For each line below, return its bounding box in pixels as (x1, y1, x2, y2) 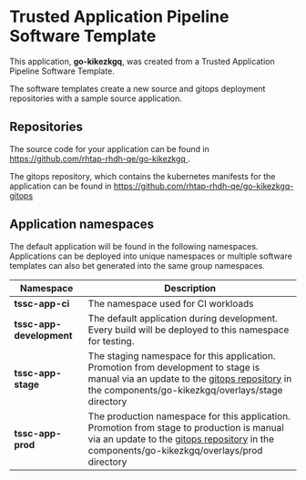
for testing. (87, 334, 135, 347)
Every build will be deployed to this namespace (87, 323, 290, 336)
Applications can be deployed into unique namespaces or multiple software (9, 250, 293, 261)
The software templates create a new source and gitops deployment (9, 83, 266, 94)
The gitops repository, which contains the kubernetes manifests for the (9, 170, 276, 181)
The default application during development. (87, 311, 278, 324)
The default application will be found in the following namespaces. (9, 240, 259, 251)
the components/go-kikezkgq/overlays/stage (87, 383, 283, 396)
